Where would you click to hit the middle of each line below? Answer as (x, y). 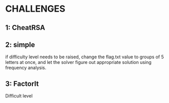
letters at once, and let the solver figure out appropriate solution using (78, 62)
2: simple (20, 44)
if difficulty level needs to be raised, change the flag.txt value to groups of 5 (84, 57)
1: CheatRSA (25, 28)
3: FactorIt (22, 83)
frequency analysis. (26, 68)
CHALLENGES (35, 9)
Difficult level (19, 96)
